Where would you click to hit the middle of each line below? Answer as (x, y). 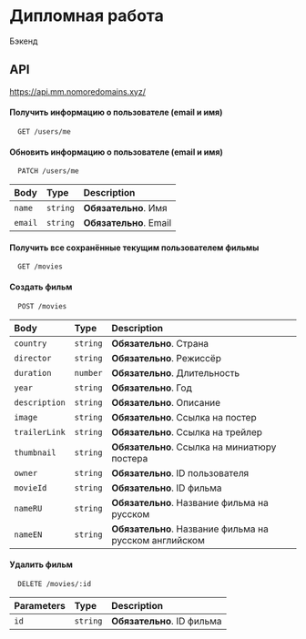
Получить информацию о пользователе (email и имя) (116, 112)
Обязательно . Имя (125, 208)
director (33, 358)
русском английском (158, 540)
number (88, 373)
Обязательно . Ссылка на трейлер (187, 431)
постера (130, 458)
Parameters (40, 605)
